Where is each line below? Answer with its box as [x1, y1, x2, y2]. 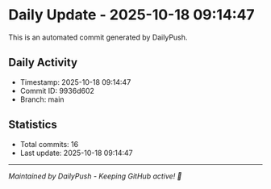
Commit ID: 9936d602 [19, 86, 95, 95]
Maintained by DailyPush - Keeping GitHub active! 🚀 [8, 171, 182, 181]
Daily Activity [8, 56, 78, 69]
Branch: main [19, 94, 65, 104]
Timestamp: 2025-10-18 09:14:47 [19, 77, 131, 86]
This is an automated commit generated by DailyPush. [8, 32, 188, 42]
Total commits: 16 [19, 139, 79, 149]
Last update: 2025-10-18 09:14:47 [19, 148, 133, 157]
